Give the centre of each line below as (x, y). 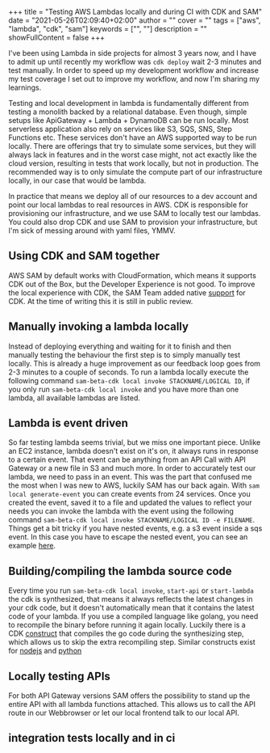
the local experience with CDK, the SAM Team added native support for (127, 292)
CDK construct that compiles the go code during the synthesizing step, (126, 633)
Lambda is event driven (69, 423)
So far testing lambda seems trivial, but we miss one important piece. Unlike (135, 442)
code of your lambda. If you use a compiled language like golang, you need (133, 616)
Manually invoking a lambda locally (99, 327)
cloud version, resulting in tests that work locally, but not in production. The (134, 163)
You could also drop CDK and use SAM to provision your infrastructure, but (133, 222)
